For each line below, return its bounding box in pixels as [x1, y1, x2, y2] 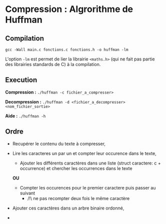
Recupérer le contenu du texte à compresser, [12, 140, 106, 146]
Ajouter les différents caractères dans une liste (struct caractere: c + [19, 160, 161, 166]
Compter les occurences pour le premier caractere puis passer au [19, 184, 156, 190]
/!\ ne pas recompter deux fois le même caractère [27, 195, 130, 201]
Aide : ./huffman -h [5, 112, 46, 118]
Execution [5, 76, 37, 84]
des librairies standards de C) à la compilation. [5, 61, 101, 67]
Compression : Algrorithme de [5, 3, 133, 15]
